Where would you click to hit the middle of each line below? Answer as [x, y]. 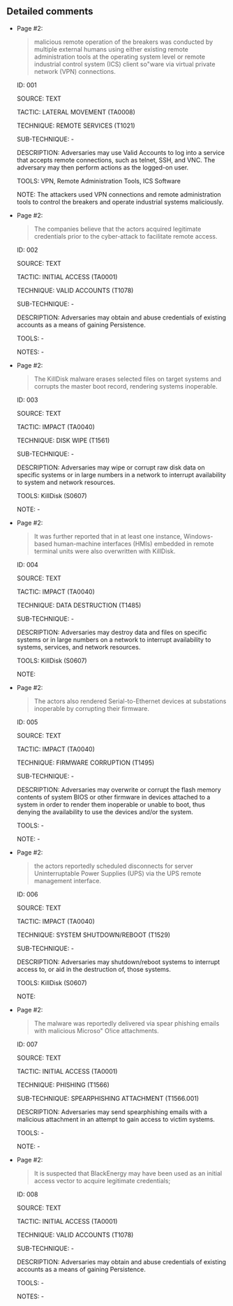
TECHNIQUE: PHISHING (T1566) [63, 1085]
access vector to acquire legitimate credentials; [102, 1180]
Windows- [198, 536]
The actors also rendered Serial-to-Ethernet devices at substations [130, 701]
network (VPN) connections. [75, 71]
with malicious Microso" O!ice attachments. [97, 1030]
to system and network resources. [66, 482]
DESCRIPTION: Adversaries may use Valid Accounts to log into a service [120, 152]
